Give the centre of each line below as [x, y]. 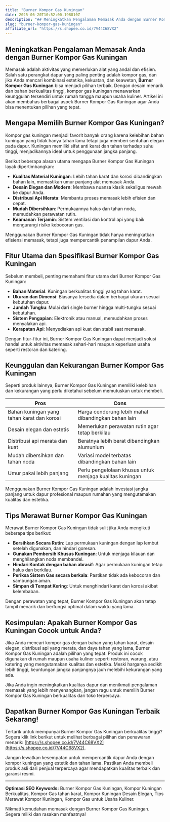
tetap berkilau [94, 433]
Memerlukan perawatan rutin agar [118, 426]
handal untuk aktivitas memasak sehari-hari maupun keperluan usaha [78, 344]
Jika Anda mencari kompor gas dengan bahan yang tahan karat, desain [80, 643]
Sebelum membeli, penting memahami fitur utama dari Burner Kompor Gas [83, 276]
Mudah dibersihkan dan [36, 455]
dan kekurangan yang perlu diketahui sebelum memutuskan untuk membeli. [84, 391]
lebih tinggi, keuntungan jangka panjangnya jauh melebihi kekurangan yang [84, 670]
